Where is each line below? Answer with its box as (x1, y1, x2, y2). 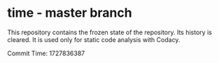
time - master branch (7, 5, 132, 21)
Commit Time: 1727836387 (7, 49, 85, 57)
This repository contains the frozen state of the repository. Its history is (7, 28, 212, 36)
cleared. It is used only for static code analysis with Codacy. (7, 35, 181, 43)
